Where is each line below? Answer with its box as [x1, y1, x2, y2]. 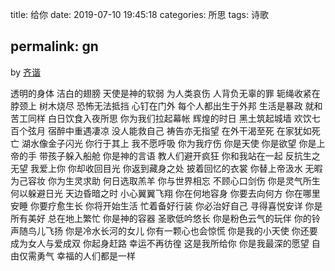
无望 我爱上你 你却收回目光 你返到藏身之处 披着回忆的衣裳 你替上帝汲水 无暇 [10, 162, 323, 174]
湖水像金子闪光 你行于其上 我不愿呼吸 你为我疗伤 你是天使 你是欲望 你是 [21, 137, 317, 149]
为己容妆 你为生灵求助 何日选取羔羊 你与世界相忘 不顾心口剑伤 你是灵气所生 [10, 174, 321, 187]
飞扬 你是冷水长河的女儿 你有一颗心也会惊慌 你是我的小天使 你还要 [44, 224, 318, 237]
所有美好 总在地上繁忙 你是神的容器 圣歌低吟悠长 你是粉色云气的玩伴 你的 [10, 212, 312, 224]
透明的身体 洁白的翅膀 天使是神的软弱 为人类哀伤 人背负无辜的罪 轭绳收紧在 [10, 87, 321, 99]
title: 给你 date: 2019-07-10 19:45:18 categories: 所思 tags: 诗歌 [10, 9, 269, 20]
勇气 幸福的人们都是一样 [36, 249, 136, 262]
